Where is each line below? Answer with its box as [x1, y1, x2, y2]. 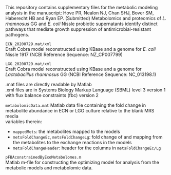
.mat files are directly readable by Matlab [5, 82, 92, 87]
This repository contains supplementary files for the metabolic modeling [5, 5, 158, 10]
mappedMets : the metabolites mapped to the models [12, 128, 120, 134]
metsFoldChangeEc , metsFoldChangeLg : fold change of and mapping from [12, 134, 163, 140]
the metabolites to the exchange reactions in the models [12, 140, 132, 145]
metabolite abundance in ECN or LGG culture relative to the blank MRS [5, 108, 155, 113]
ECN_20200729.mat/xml [5, 42, 52, 47]
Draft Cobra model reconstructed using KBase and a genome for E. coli [5, 46, 156, 52]
